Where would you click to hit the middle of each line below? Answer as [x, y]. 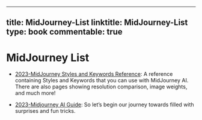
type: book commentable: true [65, 32]
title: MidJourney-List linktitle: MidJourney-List [97, 22]
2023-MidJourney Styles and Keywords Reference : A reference [94, 74]
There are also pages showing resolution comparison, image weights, [101, 87]
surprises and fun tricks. [45, 111]
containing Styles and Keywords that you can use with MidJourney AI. [102, 81]
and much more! [35, 93]
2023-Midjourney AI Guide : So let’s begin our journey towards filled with [104, 104]
